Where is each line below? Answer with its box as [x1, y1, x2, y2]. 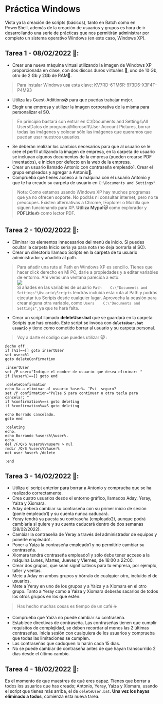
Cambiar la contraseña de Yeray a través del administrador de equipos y [12, 532, 157, 537]
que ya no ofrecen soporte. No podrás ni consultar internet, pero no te [17, 194, 159, 200]
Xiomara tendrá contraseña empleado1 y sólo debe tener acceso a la [12, 552, 150, 558]
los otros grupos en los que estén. [12, 593, 81, 600]
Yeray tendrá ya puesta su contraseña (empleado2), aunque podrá [12, 516, 146, 522]
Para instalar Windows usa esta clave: [17, 82, 93, 88]
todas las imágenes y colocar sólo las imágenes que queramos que [17, 129, 152, 134]
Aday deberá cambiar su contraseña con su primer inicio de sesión [12, 506, 147, 512]
